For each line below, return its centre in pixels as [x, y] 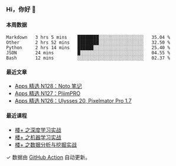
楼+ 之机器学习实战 [38, 137]
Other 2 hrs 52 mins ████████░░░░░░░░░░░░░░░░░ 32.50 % [88, 43]
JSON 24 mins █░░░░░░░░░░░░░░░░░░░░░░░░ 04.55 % [88, 53]
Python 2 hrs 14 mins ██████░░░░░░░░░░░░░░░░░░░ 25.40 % [88, 48]
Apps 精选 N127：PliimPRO [48, 93]
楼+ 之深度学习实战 [38, 130]
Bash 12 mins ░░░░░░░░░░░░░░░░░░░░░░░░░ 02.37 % [88, 58]
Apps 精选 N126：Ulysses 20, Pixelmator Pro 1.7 [73, 101]
